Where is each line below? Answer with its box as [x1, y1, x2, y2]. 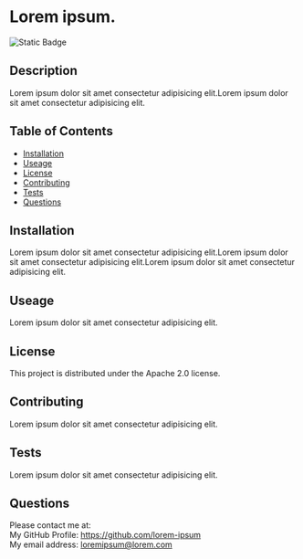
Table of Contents [9, 123, 114, 139]
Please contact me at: [9, 520, 91, 531]
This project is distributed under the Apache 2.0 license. [9, 368, 221, 378]
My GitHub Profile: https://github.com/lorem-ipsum [9, 530, 202, 541]
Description [9, 63, 78, 79]
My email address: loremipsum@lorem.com [9, 539, 173, 550]
